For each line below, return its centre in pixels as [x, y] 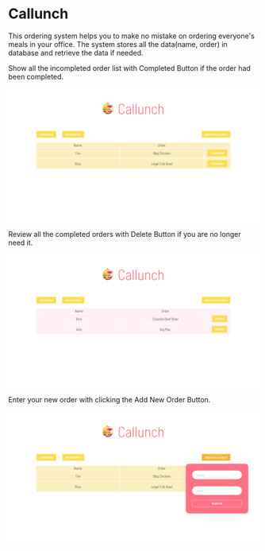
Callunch [38, 14]
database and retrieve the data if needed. [76, 52]
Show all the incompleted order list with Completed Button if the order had [130, 68]
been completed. [36, 76]
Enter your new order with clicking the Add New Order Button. [109, 400]
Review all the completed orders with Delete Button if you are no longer [125, 234]
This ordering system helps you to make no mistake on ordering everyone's [132, 36]
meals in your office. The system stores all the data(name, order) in [118, 44]
